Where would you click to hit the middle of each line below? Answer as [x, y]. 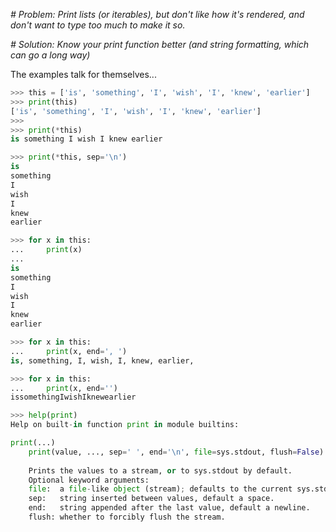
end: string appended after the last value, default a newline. [169, 508]
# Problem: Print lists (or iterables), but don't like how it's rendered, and [157, 14]
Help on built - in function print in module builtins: [125, 425]
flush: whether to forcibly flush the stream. [127, 517]
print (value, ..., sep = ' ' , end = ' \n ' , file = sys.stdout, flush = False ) [176, 452]
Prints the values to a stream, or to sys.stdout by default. [160, 470]
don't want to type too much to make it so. [98, 25]
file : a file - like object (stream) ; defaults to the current [160, 489]
